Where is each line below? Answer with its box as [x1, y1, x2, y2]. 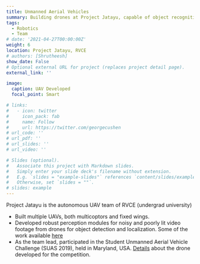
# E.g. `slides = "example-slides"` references [6, 174, 132, 180]
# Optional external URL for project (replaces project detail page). [6, 64, 185, 70]
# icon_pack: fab [6, 113, 60, 119]
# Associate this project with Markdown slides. [6, 163, 135, 169]
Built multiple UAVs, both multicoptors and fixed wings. [14, 213, 150, 220]
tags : [6, 20, 20, 26]
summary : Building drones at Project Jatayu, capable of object [6, 14, 169, 20]
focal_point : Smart [11, 92, 60, 98]
